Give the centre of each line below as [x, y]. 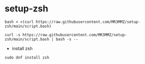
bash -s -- [67, 39]
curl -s [13, 35]
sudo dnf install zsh [27, 58]
